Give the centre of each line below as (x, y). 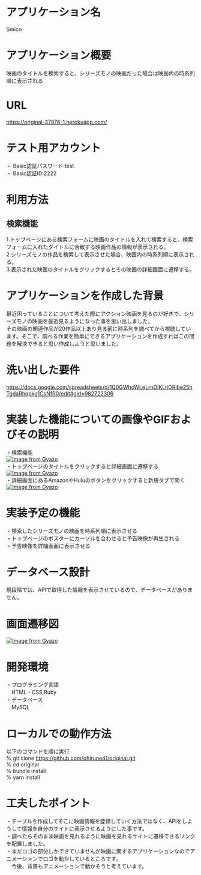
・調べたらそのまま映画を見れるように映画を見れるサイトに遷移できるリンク (101, 836)
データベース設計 (48, 572)
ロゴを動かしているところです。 (82, 859)
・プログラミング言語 (32, 685)
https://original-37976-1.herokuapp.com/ (57, 122)
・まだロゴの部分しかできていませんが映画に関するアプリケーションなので (98, 851)
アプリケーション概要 (59, 56)
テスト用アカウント (54, 148)
